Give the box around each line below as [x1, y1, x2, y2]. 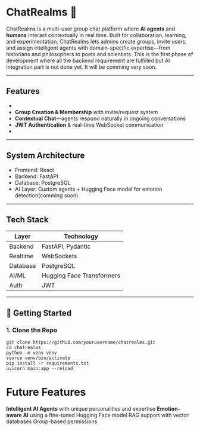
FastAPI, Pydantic [41, 242, 91, 250]
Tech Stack [6, 215, 49, 225]
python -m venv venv [6, 350, 58, 356]
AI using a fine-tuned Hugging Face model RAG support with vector [23, 412, 189, 418]
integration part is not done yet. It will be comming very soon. [6, 63, 157, 71]
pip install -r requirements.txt [6, 360, 89, 366]
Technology [63, 233, 98, 241]
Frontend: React [14, 166, 55, 173]
